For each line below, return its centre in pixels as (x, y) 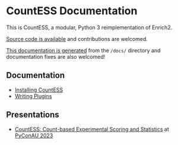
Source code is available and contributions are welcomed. (77, 39)
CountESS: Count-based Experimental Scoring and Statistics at (92, 129)
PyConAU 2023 (34, 135)
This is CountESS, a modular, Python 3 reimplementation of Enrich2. (89, 27)
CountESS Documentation (72, 11)
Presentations (33, 115)
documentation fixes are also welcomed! (56, 56)
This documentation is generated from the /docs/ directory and (83, 50)
